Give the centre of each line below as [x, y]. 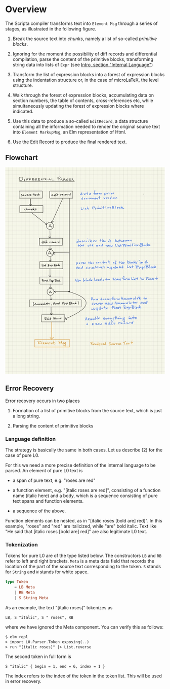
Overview [26, 9]
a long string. [26, 416]
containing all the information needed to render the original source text [86, 126]
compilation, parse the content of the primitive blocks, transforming [83, 59]
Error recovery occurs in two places [42, 401]
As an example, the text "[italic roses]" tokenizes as [59, 607]
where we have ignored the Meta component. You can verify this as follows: [84, 627]
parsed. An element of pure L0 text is [44, 471]
